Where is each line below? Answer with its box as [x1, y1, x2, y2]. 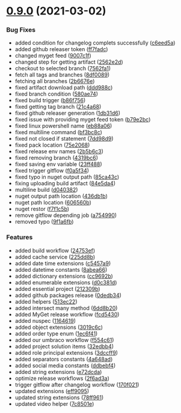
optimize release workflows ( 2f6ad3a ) [14, 375, 110, 382]
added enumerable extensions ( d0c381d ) [14, 278, 117, 286]
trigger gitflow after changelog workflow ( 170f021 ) [14, 381, 140, 388]
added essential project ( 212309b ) [14, 285, 100, 292]
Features [6, 233, 33, 242]
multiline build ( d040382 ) [14, 186, 78, 194]
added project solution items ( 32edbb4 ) [14, 343, 114, 350]
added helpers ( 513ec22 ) [14, 298, 78, 305]
